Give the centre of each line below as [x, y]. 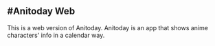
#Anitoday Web [41, 11]
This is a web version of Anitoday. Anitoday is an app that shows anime [107, 27]
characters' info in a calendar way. [56, 35]
